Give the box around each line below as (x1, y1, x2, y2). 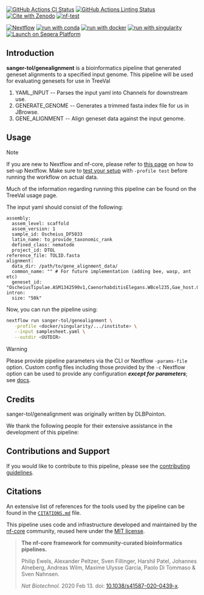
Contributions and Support (6, 446, 110, 456)
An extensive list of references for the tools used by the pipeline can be (6, 503, 185, 510)
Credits (6, 394, 35, 405)
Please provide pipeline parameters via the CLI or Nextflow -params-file (6, 357, 188, 364)
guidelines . (6, 468, 34, 476)
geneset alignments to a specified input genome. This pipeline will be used (6, 71, 193, 78)
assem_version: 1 (12, 226, 56, 232)
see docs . (6, 377, 32, 384)
